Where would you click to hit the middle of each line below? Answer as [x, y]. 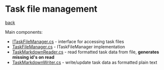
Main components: [24, 32]
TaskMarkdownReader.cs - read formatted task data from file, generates [85, 52]
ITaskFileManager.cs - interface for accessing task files [68, 41]
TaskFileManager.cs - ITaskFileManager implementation [69, 47]
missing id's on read [33, 57]
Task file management [51, 9]
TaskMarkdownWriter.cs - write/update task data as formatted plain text [85, 62]
